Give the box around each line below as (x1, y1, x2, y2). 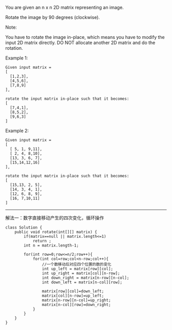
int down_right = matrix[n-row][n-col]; (41, 275, 130, 280)
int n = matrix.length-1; (24, 243, 79, 248)
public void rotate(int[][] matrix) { (14, 230, 97, 235)
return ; (32, 238, 52, 243)
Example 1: (5, 55, 28, 61)
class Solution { (5, 225, 42, 230)
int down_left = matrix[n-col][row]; (41, 280, 123, 285)
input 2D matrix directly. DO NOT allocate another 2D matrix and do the (5, 39, 156, 46)
